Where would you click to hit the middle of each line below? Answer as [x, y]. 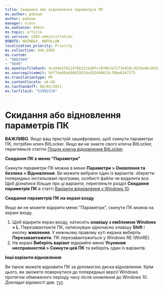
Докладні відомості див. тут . [35, 282]
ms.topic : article [24, 32]
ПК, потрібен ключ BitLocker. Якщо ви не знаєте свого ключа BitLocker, [79, 144]
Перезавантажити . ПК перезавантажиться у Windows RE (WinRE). [81, 238]
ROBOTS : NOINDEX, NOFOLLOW [32, 41]
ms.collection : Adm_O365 [30, 50]
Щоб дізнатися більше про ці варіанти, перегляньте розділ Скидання [77, 183]
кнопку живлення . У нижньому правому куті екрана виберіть [76, 233]
